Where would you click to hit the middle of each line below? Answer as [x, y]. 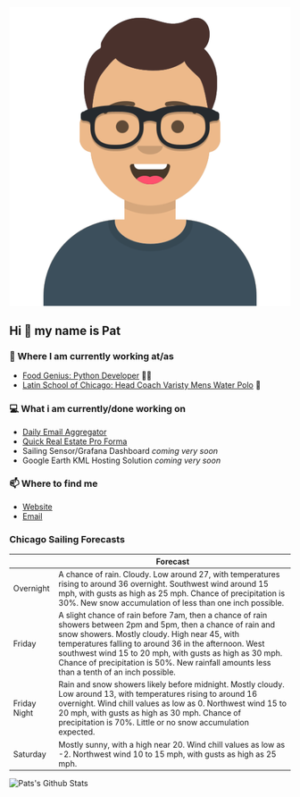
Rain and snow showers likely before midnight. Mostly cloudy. [171, 684]
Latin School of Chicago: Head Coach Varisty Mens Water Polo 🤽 [142, 385]
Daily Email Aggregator [64, 432]
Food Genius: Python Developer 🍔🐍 [87, 376]
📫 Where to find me [54, 483]
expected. [77, 732]
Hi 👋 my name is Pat [65, 330]
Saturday [29, 754]
